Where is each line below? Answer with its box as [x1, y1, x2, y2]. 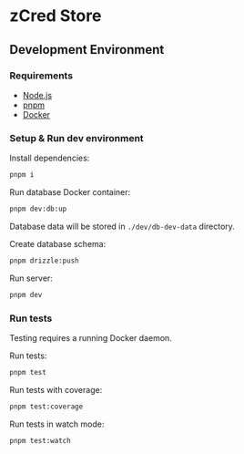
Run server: [9, 273, 53, 284]
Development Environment [9, 42, 165, 57]
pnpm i [9, 170, 35, 180]
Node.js [22, 89, 53, 100]
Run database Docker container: [9, 187, 131, 198]
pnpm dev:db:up [9, 204, 67, 214]
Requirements [9, 69, 74, 82]
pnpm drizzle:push [9, 256, 79, 265]
